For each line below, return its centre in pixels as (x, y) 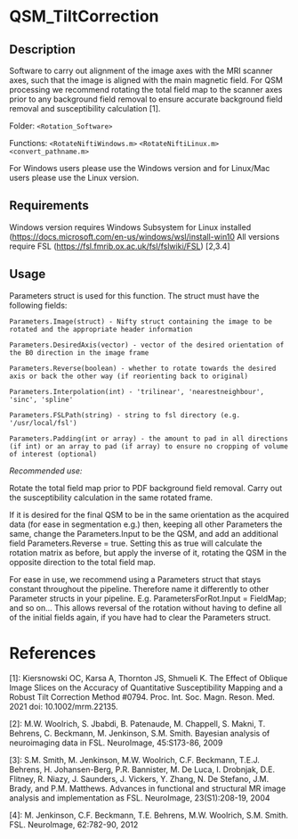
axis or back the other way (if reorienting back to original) (129, 376)
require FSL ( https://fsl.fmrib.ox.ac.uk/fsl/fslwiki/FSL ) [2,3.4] (120, 246)
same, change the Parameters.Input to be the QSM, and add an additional (144, 533)
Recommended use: (46, 471)
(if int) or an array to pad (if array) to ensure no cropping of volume (149, 446)
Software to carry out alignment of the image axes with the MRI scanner (141, 70)
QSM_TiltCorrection (84, 16)
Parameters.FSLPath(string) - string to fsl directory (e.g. (125, 415)
